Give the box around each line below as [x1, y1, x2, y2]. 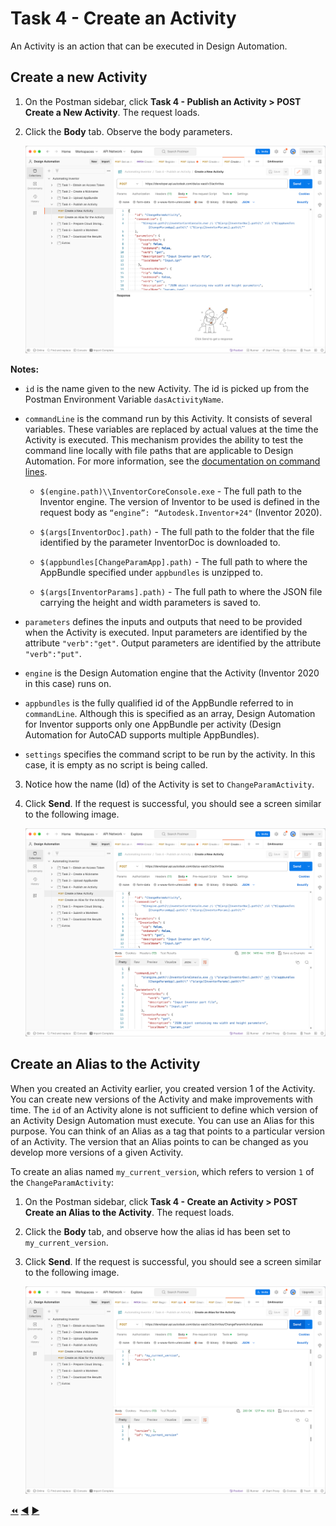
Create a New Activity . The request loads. [24, 106, 200, 118]
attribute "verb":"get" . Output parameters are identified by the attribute [24, 637, 322, 649]
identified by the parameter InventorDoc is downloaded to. [39, 537, 281, 549]
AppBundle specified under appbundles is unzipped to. [39, 567, 264, 579]
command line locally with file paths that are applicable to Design [24, 445, 294, 457]
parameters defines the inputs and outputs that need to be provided [24, 616, 303, 628]
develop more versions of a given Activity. [10, 1146, 184, 1158]
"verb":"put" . [24, 648, 82, 660]
